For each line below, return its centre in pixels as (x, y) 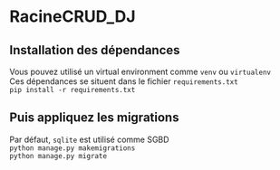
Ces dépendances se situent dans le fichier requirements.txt (124, 81)
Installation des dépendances (95, 50)
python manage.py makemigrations (72, 148)
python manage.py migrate (58, 156)
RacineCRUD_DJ (72, 17)
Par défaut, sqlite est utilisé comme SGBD (89, 139)
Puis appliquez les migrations (94, 118)
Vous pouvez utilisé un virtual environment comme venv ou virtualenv (140, 71)
